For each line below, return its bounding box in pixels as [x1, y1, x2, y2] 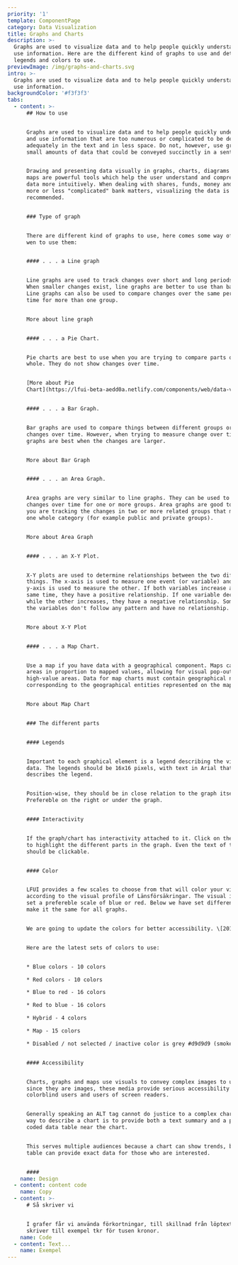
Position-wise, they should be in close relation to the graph [25, 790, 217, 797]
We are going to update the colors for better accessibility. [25, 925, 214, 932]
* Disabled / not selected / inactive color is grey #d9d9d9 [25, 1040, 211, 1047]
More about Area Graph [25, 533, 93, 540]
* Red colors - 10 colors [25, 976, 103, 983]
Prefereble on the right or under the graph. [25, 797, 163, 804]
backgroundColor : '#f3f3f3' [7, 90, 91, 97]
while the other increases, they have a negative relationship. [25, 598, 220, 605]
